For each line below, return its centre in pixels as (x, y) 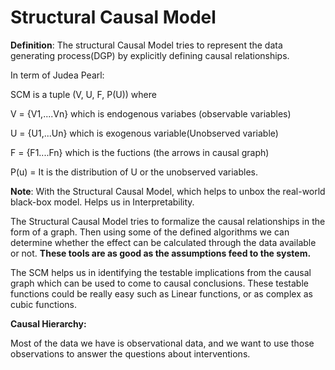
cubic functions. (43, 304)
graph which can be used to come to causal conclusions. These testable (159, 283)
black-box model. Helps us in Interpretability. (102, 202)
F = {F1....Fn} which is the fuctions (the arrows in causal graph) (140, 152)
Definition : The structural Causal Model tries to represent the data (146, 45)
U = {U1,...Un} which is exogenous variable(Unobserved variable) (144, 133)
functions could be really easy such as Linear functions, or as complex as (161, 293)
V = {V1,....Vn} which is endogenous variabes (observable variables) (151, 113)
